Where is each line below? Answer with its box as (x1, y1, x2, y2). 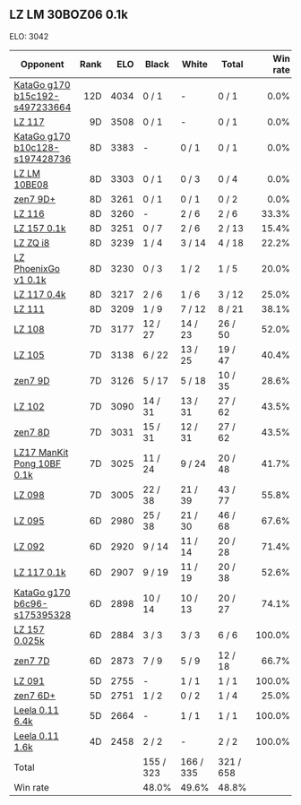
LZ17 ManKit (13, 446, 69, 458)
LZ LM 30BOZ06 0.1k (9, 7, 128, 22)
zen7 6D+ (13, 689, 56, 702)
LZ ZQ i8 (13, 237, 50, 249)
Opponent (21, 57, 64, 70)
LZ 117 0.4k (13, 288, 66, 300)
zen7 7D (13, 654, 50, 667)
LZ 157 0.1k (13, 221, 66, 234)
